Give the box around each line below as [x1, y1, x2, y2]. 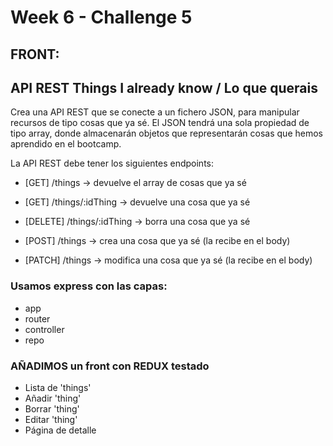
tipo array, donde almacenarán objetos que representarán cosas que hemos [10, 127, 323, 140]
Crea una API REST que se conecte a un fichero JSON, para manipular [10, 106, 300, 118]
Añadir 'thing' [24, 392, 82, 404]
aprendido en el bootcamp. [10, 138, 122, 150]
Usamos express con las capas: [10, 279, 168, 293]
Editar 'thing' [24, 413, 78, 425]
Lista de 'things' [24, 381, 92, 393]
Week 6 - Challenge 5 [10, 6, 193, 29]
